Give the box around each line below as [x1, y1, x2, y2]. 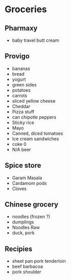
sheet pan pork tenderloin [12, 258, 66, 264]
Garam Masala [12, 174, 42, 181]
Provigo [5, 52, 30, 60]
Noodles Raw [12, 225, 40, 231]
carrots [12, 92, 27, 99]
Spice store [5, 161, 41, 170]
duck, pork [12, 230, 35, 236]
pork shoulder [12, 269, 41, 275]
